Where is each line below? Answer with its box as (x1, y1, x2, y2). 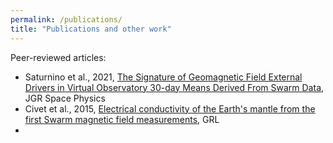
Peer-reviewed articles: (10, 51, 107, 63)
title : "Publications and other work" (10, 24, 172, 34)
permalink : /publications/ (10, 14, 123, 25)
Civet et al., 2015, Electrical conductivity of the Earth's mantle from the (24, 102, 316, 115)
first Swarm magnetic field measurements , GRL (24, 113, 220, 125)
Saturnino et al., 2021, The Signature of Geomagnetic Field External (24, 71, 303, 83)
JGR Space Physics (24, 92, 106, 104)
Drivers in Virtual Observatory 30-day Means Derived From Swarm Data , (24, 81, 325, 93)
